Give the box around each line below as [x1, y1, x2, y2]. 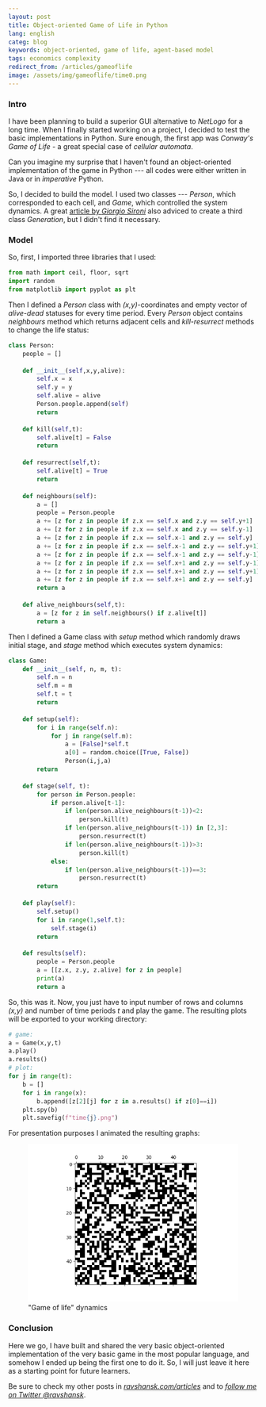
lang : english [8, 29, 55, 37]
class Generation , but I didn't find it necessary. [8, 215, 161, 224]
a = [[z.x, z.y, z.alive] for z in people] [36, 966, 182, 975]
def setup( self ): [22, 715, 80, 723]
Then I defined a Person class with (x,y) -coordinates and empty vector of [8, 300, 248, 309]
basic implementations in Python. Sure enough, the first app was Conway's [8, 133, 253, 143]
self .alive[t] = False [36, 433, 112, 442]
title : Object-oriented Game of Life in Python [8, 21, 169, 29]
